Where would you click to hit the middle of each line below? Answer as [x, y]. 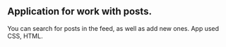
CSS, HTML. [25, 36]
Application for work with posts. [79, 12]
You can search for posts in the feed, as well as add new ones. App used [113, 28]
